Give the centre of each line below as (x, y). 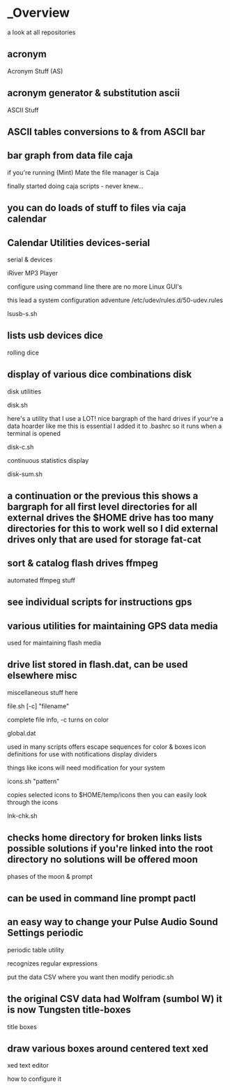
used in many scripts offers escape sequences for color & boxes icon (107, 747)
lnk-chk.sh (22, 815)
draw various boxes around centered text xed (108, 1049)
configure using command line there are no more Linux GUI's (95, 286)
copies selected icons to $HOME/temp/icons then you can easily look (107, 794)
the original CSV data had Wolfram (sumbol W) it (115, 999)
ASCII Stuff (23, 110)
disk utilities (24, 391)
